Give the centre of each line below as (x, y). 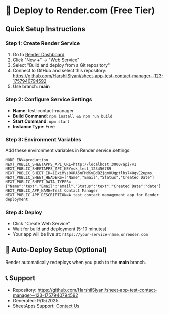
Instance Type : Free (34, 127)
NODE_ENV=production (27, 160)
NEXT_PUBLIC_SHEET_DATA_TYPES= (38, 182)
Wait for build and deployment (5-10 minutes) (60, 229)
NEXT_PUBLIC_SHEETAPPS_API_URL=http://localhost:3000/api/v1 (71, 164)
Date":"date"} (146, 186)
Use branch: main (31, 86)
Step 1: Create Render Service (43, 43)
